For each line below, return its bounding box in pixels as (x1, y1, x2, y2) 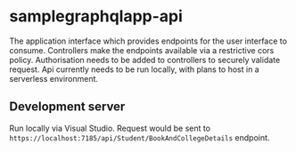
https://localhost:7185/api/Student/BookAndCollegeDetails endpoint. (9, 132, 270, 143)
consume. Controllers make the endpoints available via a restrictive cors (9, 44, 275, 55)
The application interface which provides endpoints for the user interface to (9, 36, 288, 46)
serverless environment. (9, 73, 99, 84)
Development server (9, 100, 126, 115)
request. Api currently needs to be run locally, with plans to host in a (9, 64, 260, 75)
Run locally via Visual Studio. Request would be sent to (9, 123, 211, 133)
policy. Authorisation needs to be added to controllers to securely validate (9, 54, 281, 65)
